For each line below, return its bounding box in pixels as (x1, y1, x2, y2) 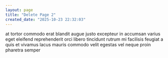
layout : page (5, 7, 33, 13)
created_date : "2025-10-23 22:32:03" (5, 17, 86, 22)
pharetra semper (5, 47, 41, 53)
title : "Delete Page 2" (5, 12, 56, 17)
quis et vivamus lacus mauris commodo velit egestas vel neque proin (5, 42, 151, 48)
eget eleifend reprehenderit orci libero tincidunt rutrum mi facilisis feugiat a (5, 36, 163, 42)
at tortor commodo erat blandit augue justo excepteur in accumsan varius (5, 31, 160, 37)
